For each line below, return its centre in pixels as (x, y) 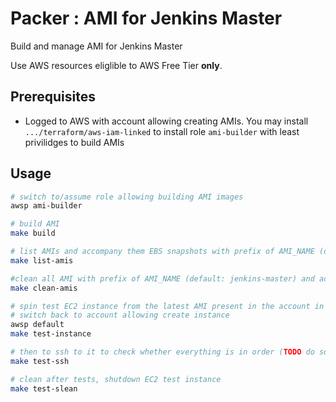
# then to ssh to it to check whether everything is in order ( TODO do (162, 352)
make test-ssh (40, 361)
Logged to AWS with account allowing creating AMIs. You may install (166, 121)
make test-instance (51, 334)
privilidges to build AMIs (74, 142)
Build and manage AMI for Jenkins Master (96, 46)
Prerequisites (53, 97)
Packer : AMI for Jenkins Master (146, 18)
